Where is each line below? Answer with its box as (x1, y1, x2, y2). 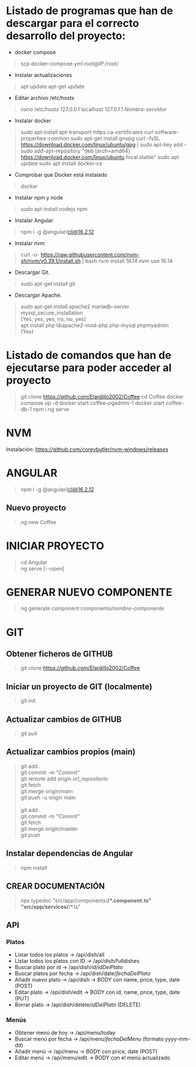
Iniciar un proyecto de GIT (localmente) (6, 681, 152, 691)
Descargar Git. (14, 269, 50, 276)
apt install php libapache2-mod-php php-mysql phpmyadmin (20, 322, 169, 329)
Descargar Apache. (14, 291, 62, 299)
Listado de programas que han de (6, 4, 174, 18)
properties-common (20, 134, 69, 142)
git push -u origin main (20, 794, 76, 801)
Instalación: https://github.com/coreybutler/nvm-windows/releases (6, 446, 169, 453)
